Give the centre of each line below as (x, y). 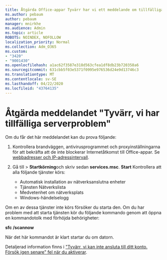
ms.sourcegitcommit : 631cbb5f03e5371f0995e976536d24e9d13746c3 (72, 70)
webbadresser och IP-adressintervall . (51, 158)
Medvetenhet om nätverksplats (52, 192)
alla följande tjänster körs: (39, 173)
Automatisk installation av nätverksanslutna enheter (73, 182)
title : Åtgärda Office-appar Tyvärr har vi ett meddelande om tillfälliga (84, 10)
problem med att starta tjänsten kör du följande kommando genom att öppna (83, 213)
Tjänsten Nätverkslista (43, 187)
